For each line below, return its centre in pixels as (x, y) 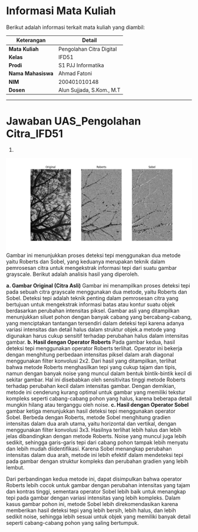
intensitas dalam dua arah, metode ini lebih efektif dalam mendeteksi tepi (95, 455)
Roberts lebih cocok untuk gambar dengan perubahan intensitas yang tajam (98, 485)
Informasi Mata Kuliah (61, 11)
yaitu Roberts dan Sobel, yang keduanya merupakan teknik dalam (86, 262)
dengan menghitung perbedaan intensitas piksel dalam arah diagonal (90, 355)
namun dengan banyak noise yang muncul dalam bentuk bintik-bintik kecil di (99, 374)
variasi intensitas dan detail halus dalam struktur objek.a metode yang (91, 329)
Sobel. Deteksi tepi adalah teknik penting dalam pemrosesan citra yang (92, 298)
